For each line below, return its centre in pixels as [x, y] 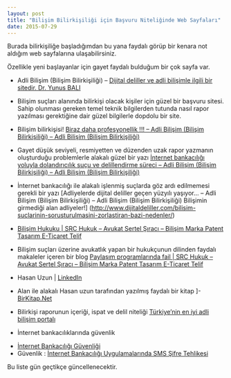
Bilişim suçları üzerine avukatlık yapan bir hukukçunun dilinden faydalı [117, 250]
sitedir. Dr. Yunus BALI [49, 88]
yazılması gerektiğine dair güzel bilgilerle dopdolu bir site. [99, 116]
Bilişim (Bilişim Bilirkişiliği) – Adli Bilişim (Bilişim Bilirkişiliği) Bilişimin [112, 200]
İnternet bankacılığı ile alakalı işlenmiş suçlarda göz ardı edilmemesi [113, 186]
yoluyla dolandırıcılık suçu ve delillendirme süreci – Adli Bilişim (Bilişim [117, 165]
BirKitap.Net [35, 298]
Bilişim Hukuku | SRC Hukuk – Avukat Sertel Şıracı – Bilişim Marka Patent [120, 229]
